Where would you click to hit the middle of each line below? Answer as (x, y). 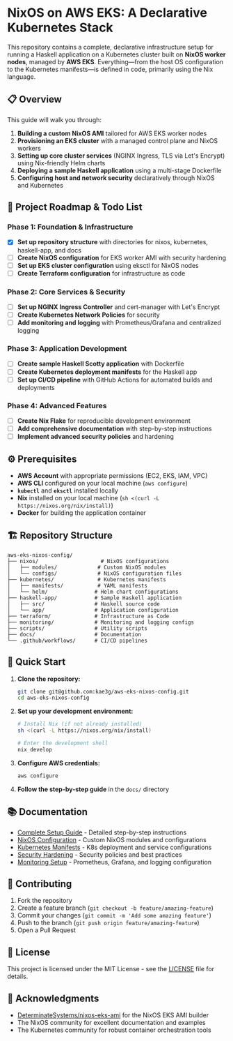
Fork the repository (45, 901)
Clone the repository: (49, 679)
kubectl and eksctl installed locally (67, 490)
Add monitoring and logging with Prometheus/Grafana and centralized (119, 323)
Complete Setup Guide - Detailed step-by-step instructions (102, 832)
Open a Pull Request (47, 930)
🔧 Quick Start (37, 662)
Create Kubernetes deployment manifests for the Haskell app (107, 372)
